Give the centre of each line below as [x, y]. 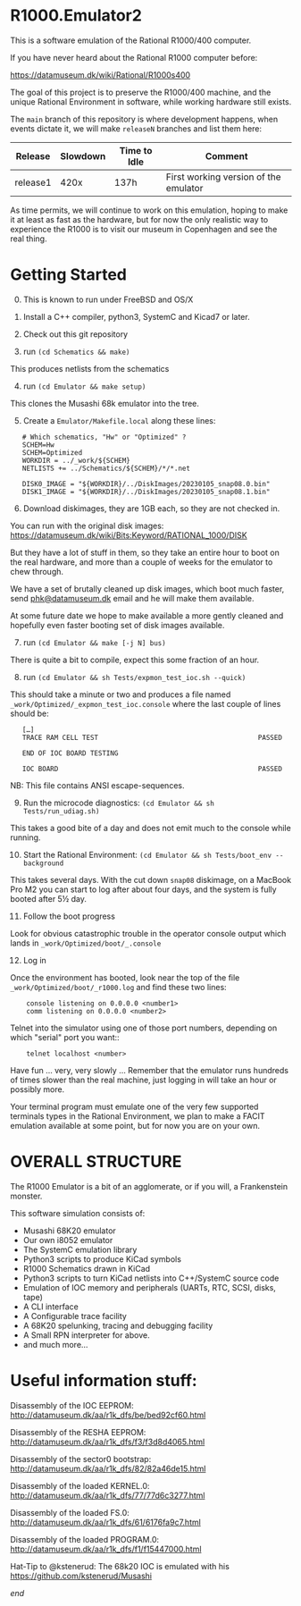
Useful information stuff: [104, 1381]
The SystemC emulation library [80, 1249]
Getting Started [69, 275]
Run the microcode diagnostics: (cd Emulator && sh [119, 803]
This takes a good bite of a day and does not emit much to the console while [150, 828]
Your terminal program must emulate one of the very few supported [134, 1106]
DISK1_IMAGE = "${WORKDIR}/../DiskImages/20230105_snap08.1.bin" [146, 492]
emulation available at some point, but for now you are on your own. [135, 1125]
